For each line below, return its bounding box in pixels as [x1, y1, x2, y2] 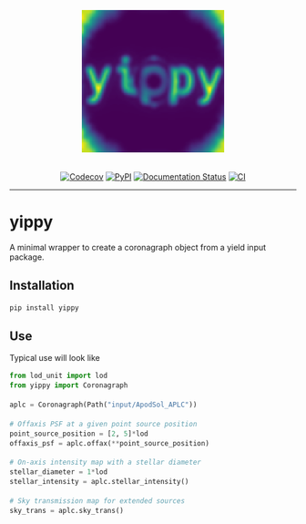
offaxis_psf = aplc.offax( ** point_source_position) [9, 438, 209, 447]
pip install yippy [9, 303, 79, 313]
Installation [9, 278, 75, 293]
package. [9, 252, 45, 262]
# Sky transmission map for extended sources [9, 496, 185, 506]
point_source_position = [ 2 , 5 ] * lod [9, 429, 148, 438]
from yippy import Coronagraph [9, 381, 128, 390]
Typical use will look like [9, 353, 100, 364]
